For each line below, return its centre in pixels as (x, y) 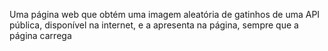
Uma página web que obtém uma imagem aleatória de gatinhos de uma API (165, 14)
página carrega (40, 35)
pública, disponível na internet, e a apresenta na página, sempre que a (154, 25)
